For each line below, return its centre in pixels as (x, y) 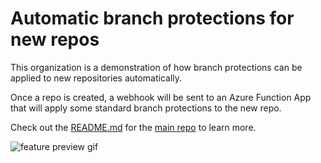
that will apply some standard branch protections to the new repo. (146, 108)
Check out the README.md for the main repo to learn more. (133, 127)
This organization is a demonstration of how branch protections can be (156, 67)
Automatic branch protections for (152, 18)
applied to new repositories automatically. (96, 78)
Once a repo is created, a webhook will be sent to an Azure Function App (161, 97)
